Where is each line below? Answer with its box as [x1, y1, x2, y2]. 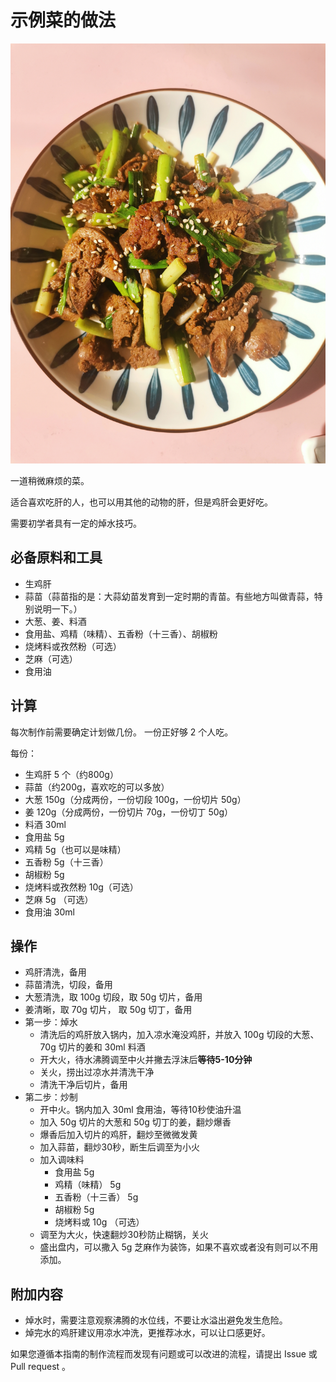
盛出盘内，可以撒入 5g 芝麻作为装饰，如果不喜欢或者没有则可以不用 [39, 1241, 319, 1253]
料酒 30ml [24, 818, 67, 830]
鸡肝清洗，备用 [24, 966, 87, 978]
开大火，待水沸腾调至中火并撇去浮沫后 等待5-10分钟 [39, 1054, 253, 1066]
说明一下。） [33, 602, 83, 615]
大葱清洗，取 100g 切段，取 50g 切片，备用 [24, 991, 203, 1003]
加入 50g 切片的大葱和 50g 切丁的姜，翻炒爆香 [39, 1116, 232, 1128]
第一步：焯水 [24, 1016, 78, 1028]
